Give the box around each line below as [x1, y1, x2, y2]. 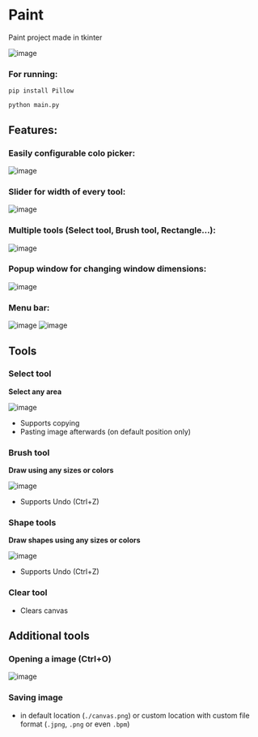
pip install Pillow [8, 87, 74, 95]
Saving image [8, 692, 63, 703]
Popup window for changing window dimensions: [8, 264, 207, 275]
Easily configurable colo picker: [8, 148, 136, 159]
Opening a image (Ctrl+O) [8, 653, 112, 664]
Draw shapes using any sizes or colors [8, 535, 141, 545]
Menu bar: [8, 302, 50, 313]
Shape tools [8, 517, 57, 529]
